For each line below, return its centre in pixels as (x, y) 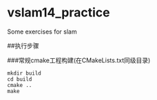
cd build (20, 79)
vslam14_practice (59, 13)
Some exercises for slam (42, 32)
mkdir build (24, 73)
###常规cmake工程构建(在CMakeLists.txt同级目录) (79, 60)
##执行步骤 (23, 45)
